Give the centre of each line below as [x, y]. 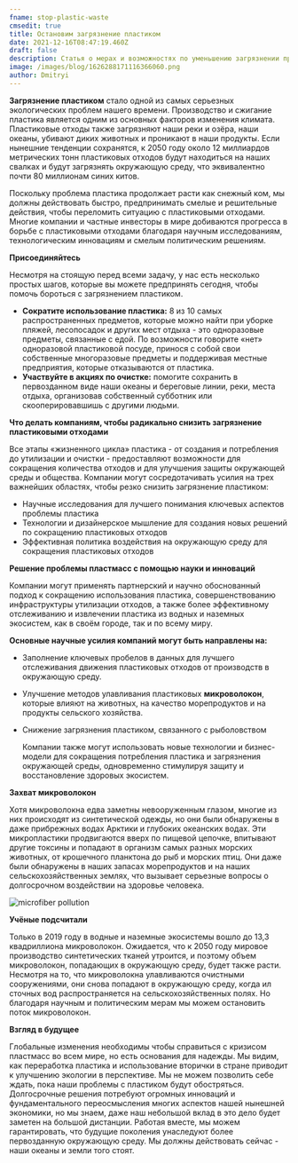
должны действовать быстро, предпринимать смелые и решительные [143, 202]
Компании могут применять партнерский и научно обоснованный [135, 585]
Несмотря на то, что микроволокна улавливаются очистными [127, 974]
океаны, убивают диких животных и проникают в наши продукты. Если [145, 138]
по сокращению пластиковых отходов [95, 532]
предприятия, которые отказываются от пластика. [118, 367]
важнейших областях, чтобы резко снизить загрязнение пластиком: [139, 487]
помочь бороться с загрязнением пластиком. [96, 293]
